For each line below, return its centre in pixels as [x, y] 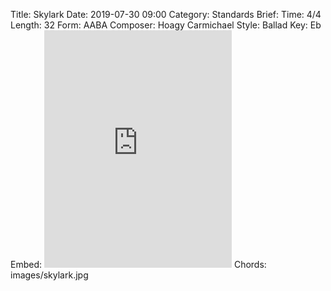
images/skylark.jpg [49, 275]
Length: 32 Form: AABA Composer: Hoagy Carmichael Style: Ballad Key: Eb [166, 25]
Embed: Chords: [138, 264]
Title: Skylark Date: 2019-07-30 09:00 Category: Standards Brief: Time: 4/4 [166, 14]
